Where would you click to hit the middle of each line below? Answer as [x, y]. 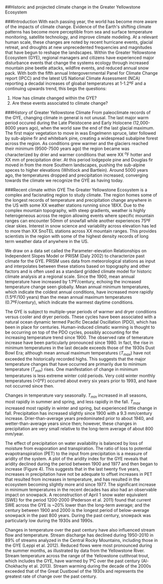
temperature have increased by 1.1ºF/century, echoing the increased [73, 281]
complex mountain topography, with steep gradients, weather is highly [75, 210]
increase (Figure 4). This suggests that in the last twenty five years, [73, 469]
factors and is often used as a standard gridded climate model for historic [78, 271]
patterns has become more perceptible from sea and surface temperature [79, 32]
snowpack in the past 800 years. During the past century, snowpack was [78, 515]
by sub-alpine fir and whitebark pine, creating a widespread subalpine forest [81, 138]
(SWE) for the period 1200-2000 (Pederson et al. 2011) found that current [78, 500]
